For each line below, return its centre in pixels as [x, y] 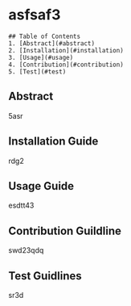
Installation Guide [53, 142]
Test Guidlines [45, 276]
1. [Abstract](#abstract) [51, 43]
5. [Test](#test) [37, 71]
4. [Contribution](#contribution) [66, 65]
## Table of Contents [45, 36]
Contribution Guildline [65, 231]
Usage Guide [41, 186]
